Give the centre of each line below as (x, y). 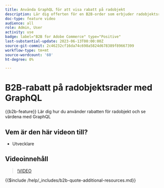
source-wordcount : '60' (29, 55)
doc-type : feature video (30, 19)
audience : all (20, 23)
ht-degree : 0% (20, 59)
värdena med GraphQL (28, 117)
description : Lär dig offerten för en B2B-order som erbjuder (70, 14)
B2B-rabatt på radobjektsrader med (79, 88)
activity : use (20, 32)
